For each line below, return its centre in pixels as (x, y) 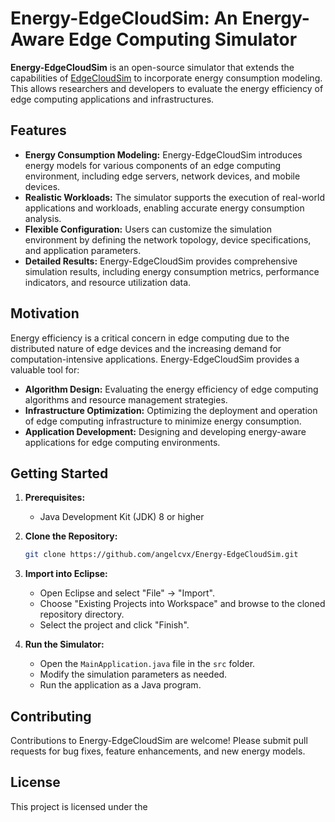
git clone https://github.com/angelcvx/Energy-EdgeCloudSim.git (161, 555)
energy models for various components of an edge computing (153, 165)
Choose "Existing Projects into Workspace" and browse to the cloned (182, 604)
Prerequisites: (55, 498)
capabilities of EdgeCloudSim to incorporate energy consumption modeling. (166, 78)
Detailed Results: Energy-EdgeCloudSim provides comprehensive (161, 261)
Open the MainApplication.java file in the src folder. (147, 664)
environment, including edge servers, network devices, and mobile (162, 176)
